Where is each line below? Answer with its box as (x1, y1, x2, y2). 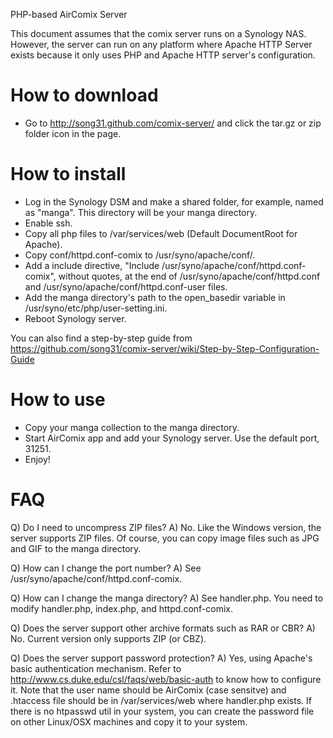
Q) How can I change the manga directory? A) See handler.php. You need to (10, 592, 324, 604)
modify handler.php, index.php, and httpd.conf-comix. (10, 602, 233, 614)
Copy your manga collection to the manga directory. (24, 421, 240, 433)
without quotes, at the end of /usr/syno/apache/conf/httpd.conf (58, 270, 321, 282)
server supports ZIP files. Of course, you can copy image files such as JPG (10, 532, 320, 544)
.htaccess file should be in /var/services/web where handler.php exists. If (10, 694, 312, 706)
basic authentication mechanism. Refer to (10, 662, 182, 674)
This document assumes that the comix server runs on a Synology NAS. (10, 28, 307, 39)
